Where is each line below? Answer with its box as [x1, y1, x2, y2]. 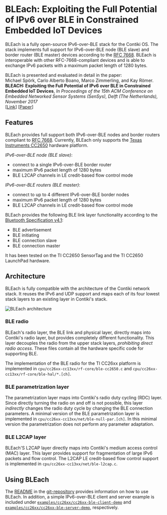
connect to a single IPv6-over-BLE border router [12, 161, 112, 168]
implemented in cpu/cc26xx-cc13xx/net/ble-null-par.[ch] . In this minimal [5, 416, 157, 422]
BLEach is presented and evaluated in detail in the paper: [5, 72, 122, 78]
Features [5, 118, 33, 127]
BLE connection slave [12, 237, 57, 243]
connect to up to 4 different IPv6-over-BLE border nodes [12, 191, 130, 198]
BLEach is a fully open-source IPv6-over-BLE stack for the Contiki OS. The [5, 41, 159, 47]
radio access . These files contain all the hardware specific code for [5, 345, 144, 351]
